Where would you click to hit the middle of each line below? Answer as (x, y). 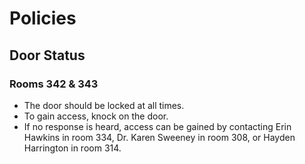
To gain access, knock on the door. (96, 116)
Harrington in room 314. (72, 148)
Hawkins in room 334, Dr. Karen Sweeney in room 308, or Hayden (159, 137)
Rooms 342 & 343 (54, 84)
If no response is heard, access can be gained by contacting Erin (157, 126)
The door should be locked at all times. (104, 105)
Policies (43, 18)
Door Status (47, 55)
